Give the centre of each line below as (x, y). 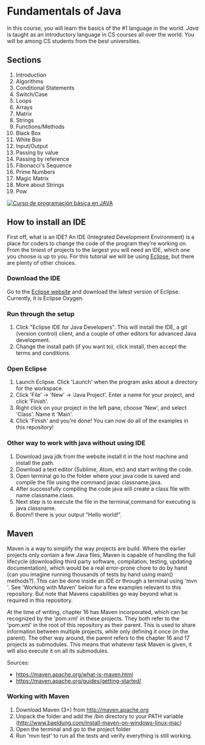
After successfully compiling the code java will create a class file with (103, 489)
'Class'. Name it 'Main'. (44, 414)
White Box (29, 139)
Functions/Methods (40, 127)
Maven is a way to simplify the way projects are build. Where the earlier (96, 548)
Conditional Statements (45, 88)
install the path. (35, 463)
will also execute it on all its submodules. (58, 651)
